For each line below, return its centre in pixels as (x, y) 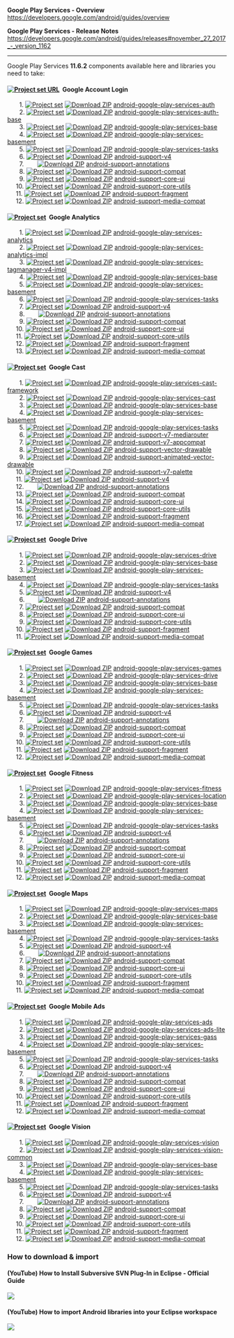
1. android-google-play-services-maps (118, 909)
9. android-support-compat (102, 322)
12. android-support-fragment (103, 344)
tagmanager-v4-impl (37, 270)
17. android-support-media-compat (110, 523)
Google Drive (68, 539)
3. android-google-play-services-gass (118, 1037)
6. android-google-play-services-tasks (119, 299)
